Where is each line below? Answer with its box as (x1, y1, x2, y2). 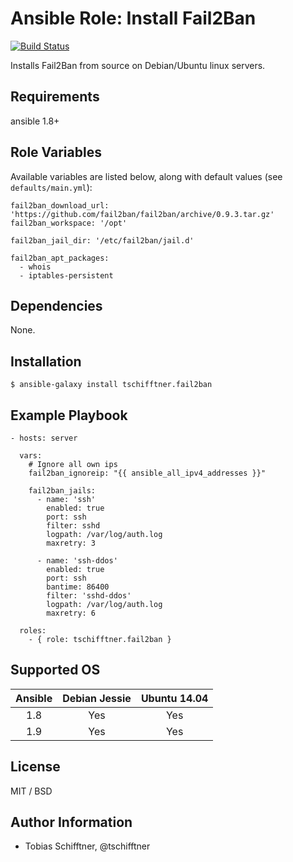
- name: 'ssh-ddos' (36, 556, 118, 566)
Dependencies (10, 297, 103, 314)
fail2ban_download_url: (10, 200, 110, 211)
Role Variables (10, 144, 102, 161)
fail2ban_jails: (28, 486, 97, 496)
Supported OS (10, 662, 101, 679)
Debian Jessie (62, 691, 132, 705)
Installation (10, 353, 82, 370)
